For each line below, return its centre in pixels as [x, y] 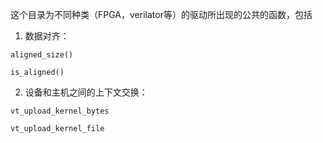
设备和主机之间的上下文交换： [86, 92]
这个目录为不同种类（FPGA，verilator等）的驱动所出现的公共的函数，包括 [161, 14]
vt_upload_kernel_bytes [60, 111]
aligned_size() [42, 55]
